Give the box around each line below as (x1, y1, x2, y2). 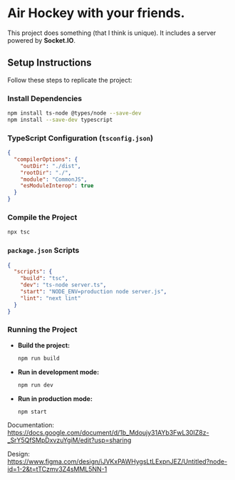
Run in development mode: (17, 367, 100, 376)
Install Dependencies (7, 93, 83, 103)
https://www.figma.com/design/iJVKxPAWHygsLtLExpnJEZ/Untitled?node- (7, 457, 228, 466)
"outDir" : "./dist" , (20, 162, 81, 169)
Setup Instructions (7, 57, 92, 69)
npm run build (17, 355, 60, 362)
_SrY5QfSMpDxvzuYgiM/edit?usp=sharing (7, 436, 132, 444)
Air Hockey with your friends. (7, 5, 185, 21)
